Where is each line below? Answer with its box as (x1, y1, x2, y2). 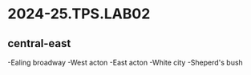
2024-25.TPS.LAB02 (7, 5, 151, 23)
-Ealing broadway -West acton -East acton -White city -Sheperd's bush (7, 57, 244, 67)
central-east (7, 37, 71, 50)
